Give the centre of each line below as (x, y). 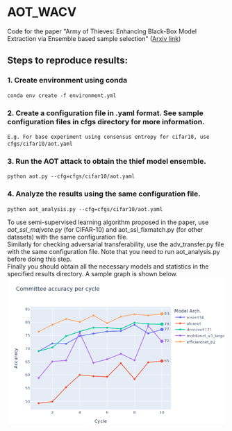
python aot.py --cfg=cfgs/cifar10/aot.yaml (71, 177)
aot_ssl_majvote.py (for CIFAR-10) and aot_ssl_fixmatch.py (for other (105, 229)
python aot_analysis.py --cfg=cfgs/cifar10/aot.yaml (85, 209)
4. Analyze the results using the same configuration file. (104, 194)
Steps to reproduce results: (68, 61)
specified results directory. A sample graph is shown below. (93, 273)
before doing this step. (40, 259)
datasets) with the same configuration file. (68, 237)
